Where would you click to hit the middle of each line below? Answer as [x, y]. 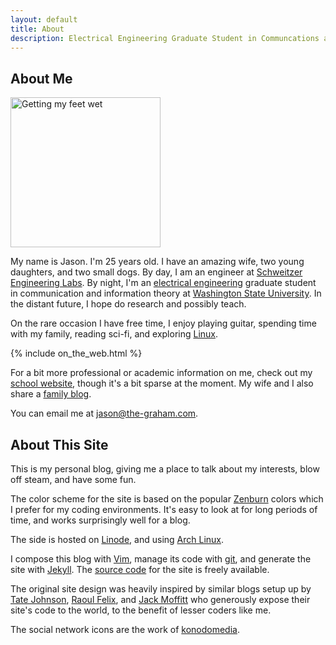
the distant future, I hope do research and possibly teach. [128, 304]
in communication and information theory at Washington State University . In [166, 293]
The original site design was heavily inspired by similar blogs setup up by [161, 589]
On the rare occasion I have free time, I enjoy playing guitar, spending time [163, 323]
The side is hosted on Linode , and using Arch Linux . [117, 539]
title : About [37, 29]
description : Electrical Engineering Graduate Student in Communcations [165, 38]
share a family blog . [51, 394]
